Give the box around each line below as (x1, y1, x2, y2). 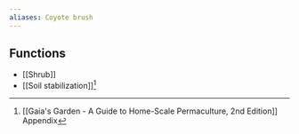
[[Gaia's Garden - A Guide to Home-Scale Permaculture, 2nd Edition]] (21, 106, 279, 116)
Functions (9, 46, 67, 61)
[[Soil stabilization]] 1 (21, 79, 96, 91)
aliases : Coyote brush (9, 12, 93, 22)
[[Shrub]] (21, 69, 56, 80)
